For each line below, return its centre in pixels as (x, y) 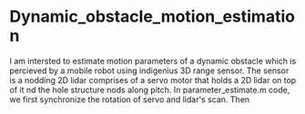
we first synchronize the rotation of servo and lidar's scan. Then (130, 99)
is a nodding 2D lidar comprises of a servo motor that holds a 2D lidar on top (153, 80)
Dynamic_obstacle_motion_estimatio (152, 17)
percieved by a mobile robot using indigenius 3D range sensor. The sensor (149, 71)
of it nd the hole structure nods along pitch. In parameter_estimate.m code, (150, 90)
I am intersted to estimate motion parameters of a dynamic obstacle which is (153, 61)
